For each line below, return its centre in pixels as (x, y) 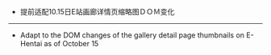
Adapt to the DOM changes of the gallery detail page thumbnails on (132, 35)
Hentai (31, 43)
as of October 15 (71, 43)
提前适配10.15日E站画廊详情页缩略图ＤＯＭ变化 (97, 12)
